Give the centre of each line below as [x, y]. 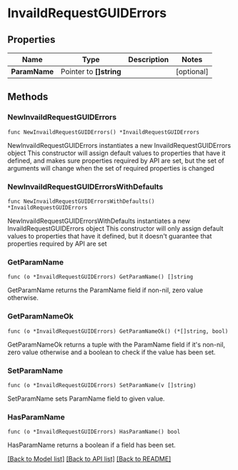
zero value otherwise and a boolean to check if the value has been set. [111, 352]
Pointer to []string [91, 71]
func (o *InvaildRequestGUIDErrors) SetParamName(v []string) [102, 385]
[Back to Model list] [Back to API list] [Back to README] [89, 459]
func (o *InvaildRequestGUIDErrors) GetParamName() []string [100, 277]
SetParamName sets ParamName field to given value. [86, 399]
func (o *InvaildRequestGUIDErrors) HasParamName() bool [94, 432]
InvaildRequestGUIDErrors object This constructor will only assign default [115, 228]
